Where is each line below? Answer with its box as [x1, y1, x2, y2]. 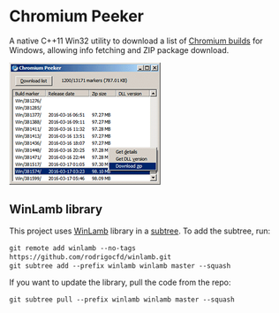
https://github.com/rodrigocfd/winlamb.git [9, 252, 172, 262]
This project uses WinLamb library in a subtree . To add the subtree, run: [9, 225, 271, 236]
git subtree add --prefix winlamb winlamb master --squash [9, 261, 231, 271]
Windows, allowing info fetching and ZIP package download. [9, 44, 230, 55]
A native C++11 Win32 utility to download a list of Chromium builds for [9, 35, 263, 46]
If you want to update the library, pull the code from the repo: [9, 277, 231, 287]
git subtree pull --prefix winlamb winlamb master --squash [9, 294, 236, 304]
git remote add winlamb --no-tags [9, 243, 137, 253]
